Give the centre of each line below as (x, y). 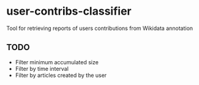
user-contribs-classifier (69, 11)
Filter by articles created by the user (61, 75)
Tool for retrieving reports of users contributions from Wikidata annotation (100, 28)
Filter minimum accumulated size (57, 62)
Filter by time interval (42, 68)
